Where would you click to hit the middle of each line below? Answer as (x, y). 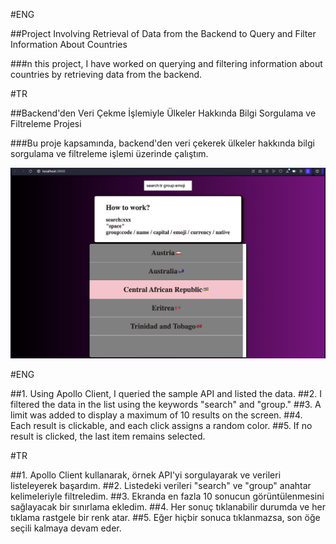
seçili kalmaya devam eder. (66, 528)
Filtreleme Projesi (46, 123)
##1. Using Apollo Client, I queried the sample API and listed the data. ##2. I (166, 393)
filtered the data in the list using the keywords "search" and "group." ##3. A (166, 404)
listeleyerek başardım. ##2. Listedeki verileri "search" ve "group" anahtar (161, 485)
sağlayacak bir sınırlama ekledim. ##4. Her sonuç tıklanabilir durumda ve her (168, 506)
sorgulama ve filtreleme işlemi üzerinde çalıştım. (109, 153)
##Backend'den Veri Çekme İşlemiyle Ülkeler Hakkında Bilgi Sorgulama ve (163, 113)
